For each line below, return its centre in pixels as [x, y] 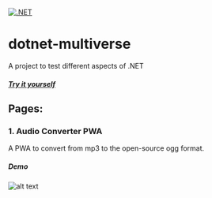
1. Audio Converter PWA [55, 131]
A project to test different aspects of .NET [76, 65]
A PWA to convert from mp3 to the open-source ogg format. [106, 148]
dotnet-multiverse [70, 44]
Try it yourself [32, 84]
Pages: [26, 108]
